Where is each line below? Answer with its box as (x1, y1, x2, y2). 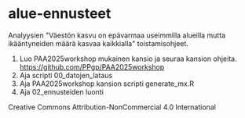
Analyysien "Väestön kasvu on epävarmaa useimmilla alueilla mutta (8, 30, 226, 40)
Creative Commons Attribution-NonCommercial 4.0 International (8, 102, 216, 112)
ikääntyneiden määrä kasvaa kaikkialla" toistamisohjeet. (8, 38, 188, 48)
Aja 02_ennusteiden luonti (19, 87, 104, 96)
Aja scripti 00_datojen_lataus (19, 70, 113, 80)
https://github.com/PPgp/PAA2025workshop (19, 62, 165, 71)
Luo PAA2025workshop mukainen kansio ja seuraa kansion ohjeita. (19, 54, 237, 63)
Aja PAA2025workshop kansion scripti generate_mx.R (19, 79, 195, 88)
